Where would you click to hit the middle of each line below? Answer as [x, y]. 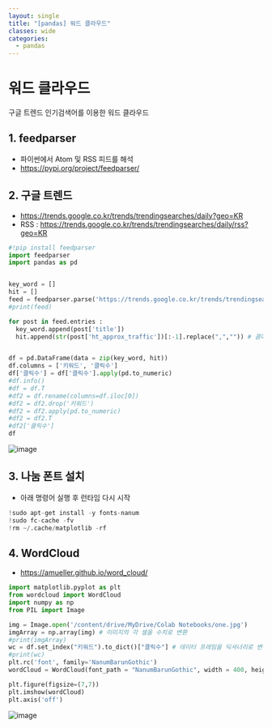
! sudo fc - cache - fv [41, 520]
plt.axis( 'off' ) [36, 700]
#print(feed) [30, 307]
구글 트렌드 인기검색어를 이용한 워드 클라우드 [79, 113]
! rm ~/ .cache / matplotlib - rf [57, 528]
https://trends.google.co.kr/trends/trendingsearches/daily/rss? [144, 224]
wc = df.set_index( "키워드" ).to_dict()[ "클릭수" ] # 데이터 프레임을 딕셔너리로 [131, 647]
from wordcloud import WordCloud [65, 595]
